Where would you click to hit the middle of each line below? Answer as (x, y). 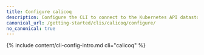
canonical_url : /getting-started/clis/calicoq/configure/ (81, 23)
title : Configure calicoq (39, 12)
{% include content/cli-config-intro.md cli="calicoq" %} (76, 45)
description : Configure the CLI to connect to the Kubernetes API (92, 17)
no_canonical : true (31, 28)
